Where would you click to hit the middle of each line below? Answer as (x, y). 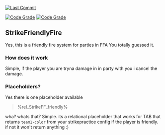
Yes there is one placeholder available (44, 97)
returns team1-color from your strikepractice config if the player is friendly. (82, 122)
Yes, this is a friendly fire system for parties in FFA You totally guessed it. (80, 45)
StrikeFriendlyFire (34, 33)
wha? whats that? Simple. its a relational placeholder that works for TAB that (83, 117)
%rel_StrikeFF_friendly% (42, 107)
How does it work (27, 58)
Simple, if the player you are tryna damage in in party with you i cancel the (81, 68)
